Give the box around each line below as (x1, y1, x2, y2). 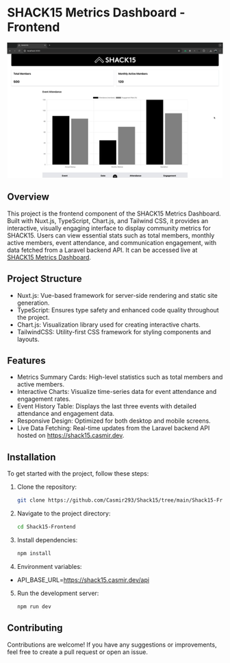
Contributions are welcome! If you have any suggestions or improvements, (7, 640, 217, 649)
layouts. (16, 335, 40, 343)
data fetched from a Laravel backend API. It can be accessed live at (7, 246, 198, 254)
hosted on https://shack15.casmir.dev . (16, 431, 125, 440)
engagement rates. (16, 395, 71, 403)
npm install (16, 550, 51, 557)
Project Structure (7, 273, 82, 285)
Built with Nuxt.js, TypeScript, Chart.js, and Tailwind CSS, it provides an (7, 216, 209, 224)
